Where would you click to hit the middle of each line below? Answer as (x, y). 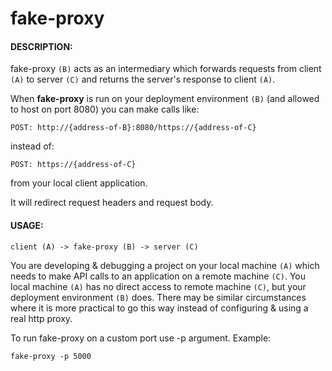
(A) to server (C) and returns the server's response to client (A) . (143, 79)
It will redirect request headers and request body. (112, 203)
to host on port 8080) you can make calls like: (105, 109)
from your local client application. (79, 183)
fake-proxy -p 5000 (51, 356)
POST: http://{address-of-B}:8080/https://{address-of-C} (133, 128)
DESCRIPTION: (41, 46)
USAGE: (27, 225)
